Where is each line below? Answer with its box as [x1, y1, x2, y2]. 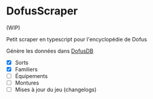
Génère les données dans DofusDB [6, 47, 93, 55]
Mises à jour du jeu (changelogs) [14, 86, 97, 94]
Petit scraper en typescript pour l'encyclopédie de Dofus [6, 35, 148, 43]
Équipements [14, 73, 48, 80]
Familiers [14, 66, 38, 73]
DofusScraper [6, 4, 78, 18]
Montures [14, 79, 39, 86]
